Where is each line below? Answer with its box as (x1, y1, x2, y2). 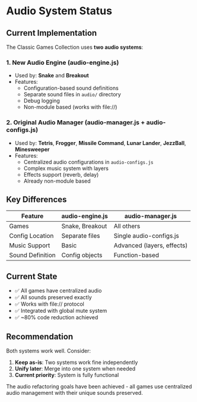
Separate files (61, 232, 100, 240)
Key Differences (6, 194, 67, 205)
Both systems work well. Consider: (6, 347, 91, 354)
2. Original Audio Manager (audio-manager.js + (6, 118, 145, 127)
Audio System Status (6, 4, 113, 18)
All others (113, 222, 141, 230)
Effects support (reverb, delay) (23, 171, 99, 178)
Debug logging (23, 97, 61, 105)
